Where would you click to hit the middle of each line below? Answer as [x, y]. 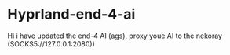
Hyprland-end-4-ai [71, 14]
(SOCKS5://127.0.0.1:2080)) [51, 43]
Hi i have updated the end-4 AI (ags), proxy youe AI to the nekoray [115, 36]
